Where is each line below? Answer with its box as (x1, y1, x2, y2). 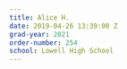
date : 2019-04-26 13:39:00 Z (9, 22, 118, 30)
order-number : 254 (9, 38, 78, 47)
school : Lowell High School (9, 47, 114, 56)
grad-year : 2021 (9, 30, 70, 39)
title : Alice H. (9, 13, 70, 22)
